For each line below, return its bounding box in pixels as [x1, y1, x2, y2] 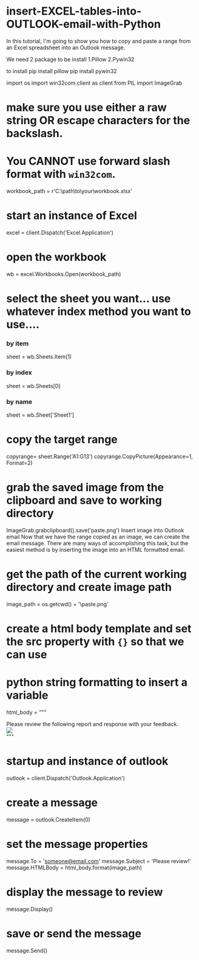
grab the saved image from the [6, 481, 164, 495]
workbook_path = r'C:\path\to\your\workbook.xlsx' [6, 188, 132, 195]
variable [6, 688, 49, 702]
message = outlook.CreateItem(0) [6, 816, 91, 823]
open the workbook [6, 250, 107, 264]
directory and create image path [6, 581, 172, 595]
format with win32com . [6, 168, 116, 181]
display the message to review [6, 885, 163, 899]
